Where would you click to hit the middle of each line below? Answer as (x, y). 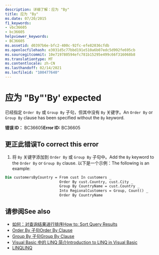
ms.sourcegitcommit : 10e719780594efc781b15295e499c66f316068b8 (70, 54)
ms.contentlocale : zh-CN (30, 63)
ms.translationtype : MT (29, 59)
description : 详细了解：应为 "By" (37, 9)
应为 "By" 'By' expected (53, 98)
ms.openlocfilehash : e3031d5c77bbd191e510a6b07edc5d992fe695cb (70, 50)
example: (21, 168)
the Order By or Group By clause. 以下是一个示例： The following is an (80, 163)
